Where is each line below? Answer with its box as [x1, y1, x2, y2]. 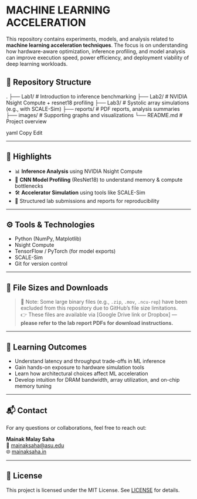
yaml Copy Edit [6, 129, 43, 136]
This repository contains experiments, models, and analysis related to [6, 35, 174, 42]
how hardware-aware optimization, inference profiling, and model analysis [6, 47, 186, 55]
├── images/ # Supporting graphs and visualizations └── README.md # [6, 111, 183, 118]
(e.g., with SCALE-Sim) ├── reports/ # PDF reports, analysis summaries [6, 105, 180, 112]
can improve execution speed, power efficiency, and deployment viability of [6, 54, 189, 61]
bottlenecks [14, 182, 43, 189]
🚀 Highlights [6, 152, 52, 162]
